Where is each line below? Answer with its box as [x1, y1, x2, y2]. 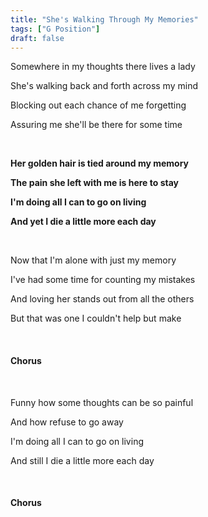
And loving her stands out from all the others [10, 293, 195, 305]
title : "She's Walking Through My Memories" [10, 14, 199, 25]
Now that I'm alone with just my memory [10, 254, 177, 266]
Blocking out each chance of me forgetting [10, 99, 187, 111]
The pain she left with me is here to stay [10, 177, 180, 189]
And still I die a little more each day [10, 454, 155, 466]
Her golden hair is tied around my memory [10, 157, 189, 170]
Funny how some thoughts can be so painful [10, 396, 194, 408]
